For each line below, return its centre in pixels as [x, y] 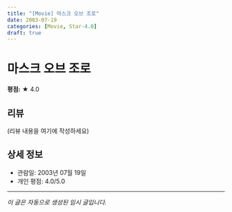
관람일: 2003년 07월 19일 [51, 172]
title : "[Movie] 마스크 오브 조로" [53, 13]
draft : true [24, 33]
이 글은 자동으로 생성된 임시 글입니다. [57, 202]
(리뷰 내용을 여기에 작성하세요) [48, 131]
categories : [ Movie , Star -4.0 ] [52, 26]
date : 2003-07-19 [32, 20]
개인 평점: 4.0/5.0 [41, 181]
